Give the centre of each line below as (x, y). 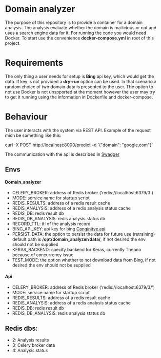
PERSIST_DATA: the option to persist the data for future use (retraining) (83, 234)
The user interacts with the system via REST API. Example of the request (78, 130)
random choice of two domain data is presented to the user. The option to (79, 87)
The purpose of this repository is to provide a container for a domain (74, 22)
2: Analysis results (30, 340)
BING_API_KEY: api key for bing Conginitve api (59, 229)
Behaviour (26, 117)
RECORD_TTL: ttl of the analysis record (51, 224)
